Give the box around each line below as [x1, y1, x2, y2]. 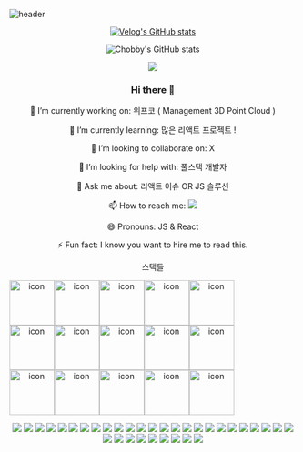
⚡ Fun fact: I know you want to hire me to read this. [57, 239, 248, 250]
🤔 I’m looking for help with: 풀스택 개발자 [78, 162, 227, 173]
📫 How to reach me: [108, 200, 187, 211]
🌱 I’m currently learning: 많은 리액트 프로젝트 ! [69, 125, 237, 136]
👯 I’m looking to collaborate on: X [90, 143, 216, 154]
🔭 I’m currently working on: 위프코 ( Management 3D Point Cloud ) [30, 105, 276, 116]
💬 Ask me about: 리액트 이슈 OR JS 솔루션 [76, 181, 229, 192]
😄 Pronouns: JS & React [106, 221, 199, 232]
